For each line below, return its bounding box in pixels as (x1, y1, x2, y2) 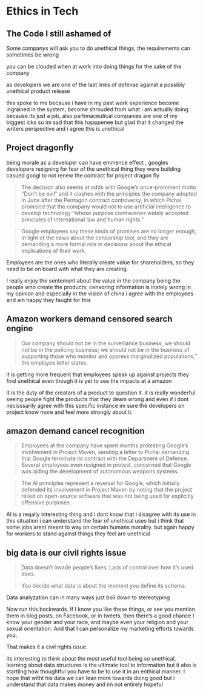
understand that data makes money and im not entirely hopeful (6, 681, 164, 688)
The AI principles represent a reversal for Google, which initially (21, 479, 180, 487)
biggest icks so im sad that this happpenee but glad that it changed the (6, 119, 184, 126)
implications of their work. (21, 247, 87, 254)
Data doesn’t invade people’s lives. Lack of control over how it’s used (21, 564, 194, 571)
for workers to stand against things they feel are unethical (6, 530, 150, 537)
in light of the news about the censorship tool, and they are (21, 234, 168, 241)
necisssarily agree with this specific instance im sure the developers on (6, 402, 185, 409)
